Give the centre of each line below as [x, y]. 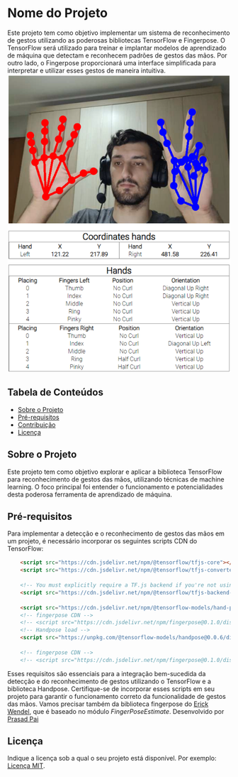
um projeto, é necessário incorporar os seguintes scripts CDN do [102, 541]
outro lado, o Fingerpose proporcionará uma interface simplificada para [112, 63]
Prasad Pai [23, 719]
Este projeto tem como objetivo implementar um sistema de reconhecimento [119, 33]
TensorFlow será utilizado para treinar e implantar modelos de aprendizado [117, 48]
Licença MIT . [26, 766]
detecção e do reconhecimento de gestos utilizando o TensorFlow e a [109, 681]
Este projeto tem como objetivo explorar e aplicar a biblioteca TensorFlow [115, 472]
